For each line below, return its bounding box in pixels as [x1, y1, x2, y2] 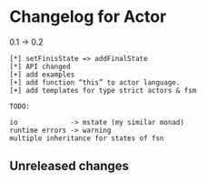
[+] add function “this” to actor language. [9, 77, 181, 87]
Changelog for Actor [9, 6, 167, 27]
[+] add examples [9, 70, 75, 79]
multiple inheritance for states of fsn [9, 134, 165, 143]
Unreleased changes [9, 158, 130, 174]
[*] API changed [9, 62, 71, 71]
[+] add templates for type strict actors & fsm [9, 86, 197, 95]
